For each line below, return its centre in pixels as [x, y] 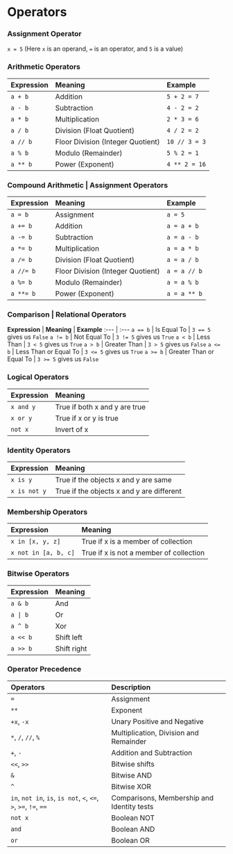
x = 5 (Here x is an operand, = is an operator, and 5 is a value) [95, 49]
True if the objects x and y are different [119, 491]
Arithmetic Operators [44, 67]
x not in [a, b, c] [43, 553]
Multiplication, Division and [155, 732]
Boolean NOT [132, 818]
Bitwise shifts [132, 764]
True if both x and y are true [101, 407]
